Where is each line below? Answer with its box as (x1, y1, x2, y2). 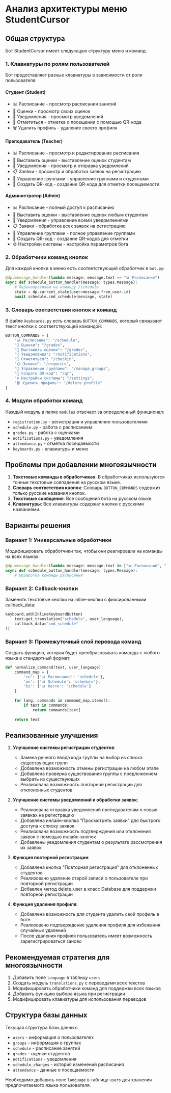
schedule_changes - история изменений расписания (12, 1061, 124, 1068)
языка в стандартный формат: (5, 655, 71, 661)
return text (14, 717, 40, 722)
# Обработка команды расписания (14, 573, 83, 578)
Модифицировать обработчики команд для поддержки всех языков (12, 985, 161, 992)
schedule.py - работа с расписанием (12, 424, 93, 430)
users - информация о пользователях (12, 1034, 94, 1040)
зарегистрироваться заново (20, 938, 82, 944)
